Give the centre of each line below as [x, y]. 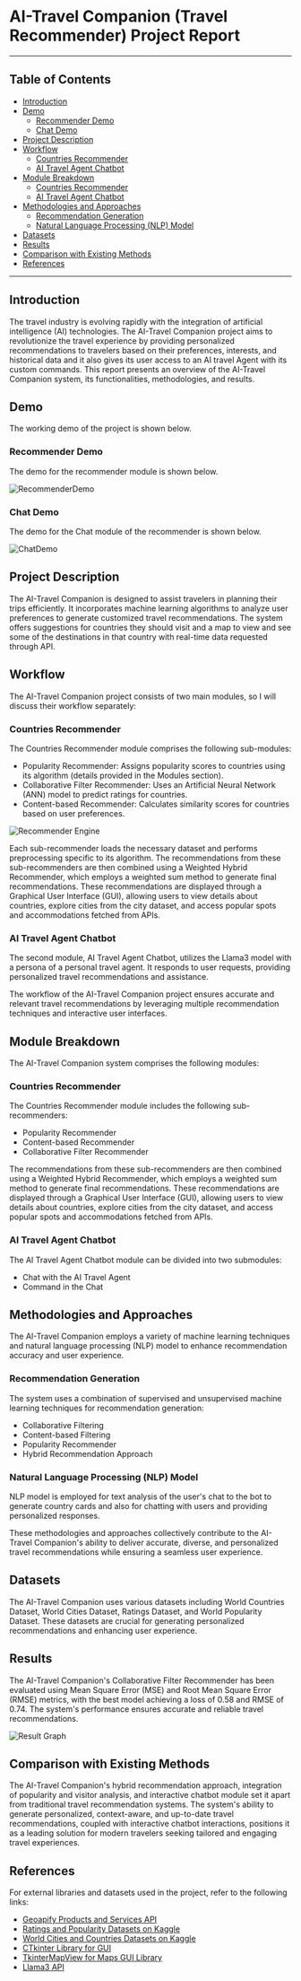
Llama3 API [43, 1968]
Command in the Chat [63, 1287]
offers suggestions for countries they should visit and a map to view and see [150, 627]
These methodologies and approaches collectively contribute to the [134, 1533]
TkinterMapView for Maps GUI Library [92, 1958]
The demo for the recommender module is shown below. [114, 471]
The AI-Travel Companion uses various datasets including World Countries [147, 1601]
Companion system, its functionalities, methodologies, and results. [132, 379]
